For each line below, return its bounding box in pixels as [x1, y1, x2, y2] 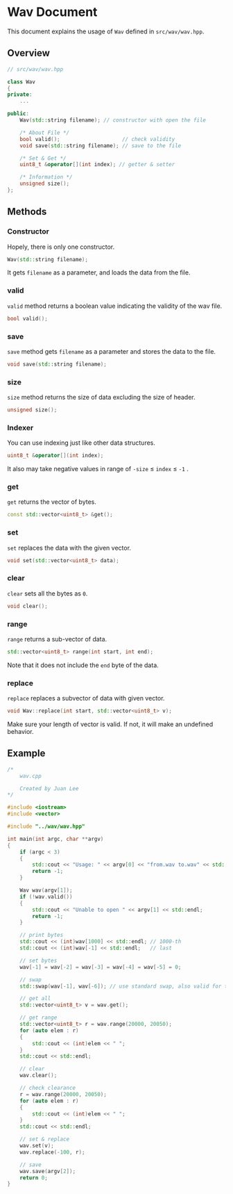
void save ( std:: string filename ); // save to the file [19, 142, 182, 149]
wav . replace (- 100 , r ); [19, 1148, 85, 1156]
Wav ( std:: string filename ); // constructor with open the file [19, 117, 207, 124]
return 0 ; [19, 1174, 49, 1181]
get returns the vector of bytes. [7, 498, 97, 506]
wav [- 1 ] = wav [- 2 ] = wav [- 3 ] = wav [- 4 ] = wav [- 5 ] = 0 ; [19, 963, 182, 970]
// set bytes [19, 957, 58, 964]
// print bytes [19, 932, 64, 939]
